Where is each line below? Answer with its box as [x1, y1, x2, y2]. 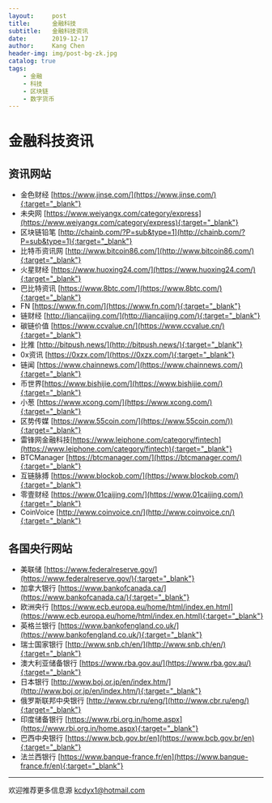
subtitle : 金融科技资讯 [8, 27, 89, 35]
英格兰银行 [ [19, 621, 61, 630]
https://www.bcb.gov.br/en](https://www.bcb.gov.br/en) [67, 733, 255, 743]
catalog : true [8, 58, 57, 66]
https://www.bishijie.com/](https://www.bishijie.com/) [44, 378, 223, 389]
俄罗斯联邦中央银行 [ [19, 696, 89, 706]
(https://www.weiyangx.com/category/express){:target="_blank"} [19, 218, 239, 228]
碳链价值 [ [19, 321, 54, 331]
